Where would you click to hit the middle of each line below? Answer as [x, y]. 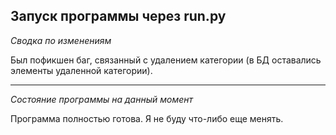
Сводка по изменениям [61, 40]
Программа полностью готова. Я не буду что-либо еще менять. [147, 118]
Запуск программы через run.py [118, 16]
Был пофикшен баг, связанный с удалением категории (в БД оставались [166, 60]
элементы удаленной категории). [81, 70]
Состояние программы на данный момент [102, 99]
